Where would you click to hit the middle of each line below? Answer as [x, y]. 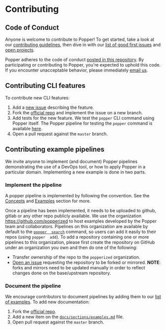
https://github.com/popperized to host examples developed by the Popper [81, 221]
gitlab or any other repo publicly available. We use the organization [73, 216]
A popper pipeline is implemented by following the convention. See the [77, 195]
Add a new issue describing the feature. [53, 107]
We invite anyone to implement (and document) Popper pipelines [71, 161]
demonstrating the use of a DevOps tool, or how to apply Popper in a [75, 166]
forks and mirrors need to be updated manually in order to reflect [79, 267]
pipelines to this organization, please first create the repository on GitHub [80, 242]
